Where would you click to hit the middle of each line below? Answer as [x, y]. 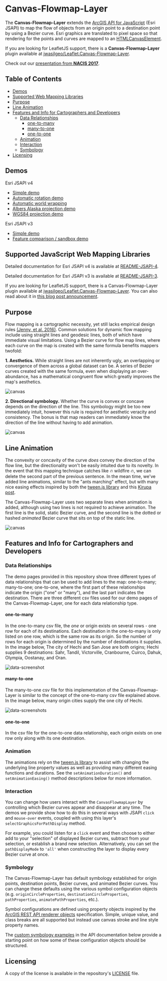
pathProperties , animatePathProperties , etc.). [52, 899]
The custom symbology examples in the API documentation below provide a [83, 935]
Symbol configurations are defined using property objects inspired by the [81, 909]
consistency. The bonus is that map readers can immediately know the [78, 417]
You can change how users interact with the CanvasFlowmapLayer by [74, 802]
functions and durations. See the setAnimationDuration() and [68, 773]
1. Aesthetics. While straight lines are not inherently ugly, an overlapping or [83, 361]
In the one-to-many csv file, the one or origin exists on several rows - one [81, 626]
